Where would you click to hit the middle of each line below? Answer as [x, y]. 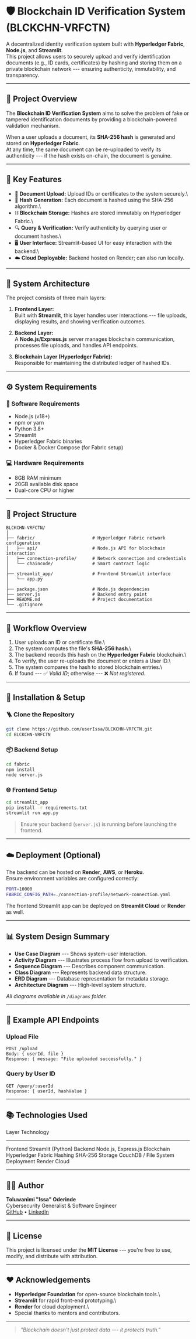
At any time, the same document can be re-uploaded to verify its [84, 149]
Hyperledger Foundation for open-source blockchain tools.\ [87, 1294]
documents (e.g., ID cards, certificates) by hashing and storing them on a [94, 63]
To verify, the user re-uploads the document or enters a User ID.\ [92, 661]
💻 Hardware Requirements [45, 463]
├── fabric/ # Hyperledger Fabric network [86, 538]
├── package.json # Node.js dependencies [78, 589]
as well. [15, 912]
